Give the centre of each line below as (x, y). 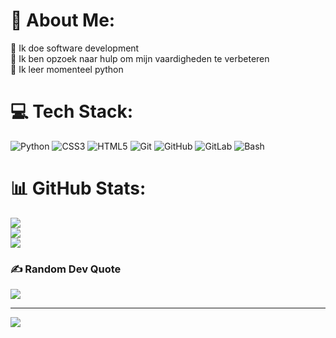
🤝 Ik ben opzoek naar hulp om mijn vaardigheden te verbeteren (140, 58)
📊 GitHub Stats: (78, 188)
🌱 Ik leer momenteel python (67, 69)
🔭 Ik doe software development (75, 48)
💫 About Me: (63, 20)
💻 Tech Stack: (72, 111)
